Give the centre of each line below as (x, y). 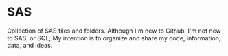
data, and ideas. (30, 45)
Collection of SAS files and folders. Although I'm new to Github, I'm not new (114, 31)
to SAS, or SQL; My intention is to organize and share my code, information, (114, 38)
